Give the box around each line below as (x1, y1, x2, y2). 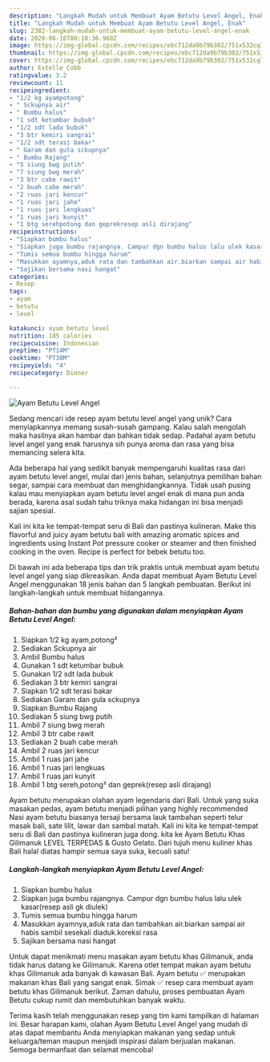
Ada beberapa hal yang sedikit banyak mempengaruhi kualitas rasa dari (9, 462, 246, 473)
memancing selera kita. (9, 447, 87, 457)
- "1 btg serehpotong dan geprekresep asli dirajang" (9, 220, 193, 228)
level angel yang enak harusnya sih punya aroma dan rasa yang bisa (9, 438, 235, 449)
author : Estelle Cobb (9, 64, 82, 72)
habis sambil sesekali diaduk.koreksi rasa (20, 927, 158, 937)
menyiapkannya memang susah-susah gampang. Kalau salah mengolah (9, 422, 247, 431)
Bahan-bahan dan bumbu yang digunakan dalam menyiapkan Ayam (9, 606, 244, 616)
